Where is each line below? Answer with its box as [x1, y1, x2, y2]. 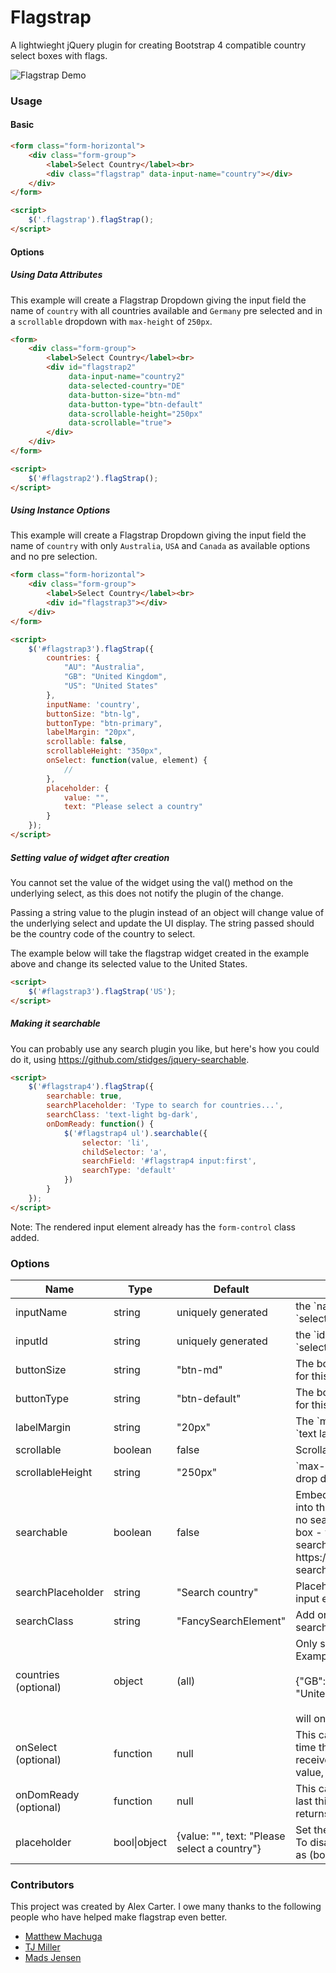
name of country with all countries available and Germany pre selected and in [10, 304, 323, 316]
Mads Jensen [24, 1952, 82, 1964]
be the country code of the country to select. [10, 927, 196, 940]
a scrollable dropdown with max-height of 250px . [10, 315, 213, 327]
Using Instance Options [10, 504, 111, 516]
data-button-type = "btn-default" [68, 399, 203, 410]
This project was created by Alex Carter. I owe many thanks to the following [10, 1901, 322, 1913]
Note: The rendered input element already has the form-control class [10, 1221, 297, 1233]
